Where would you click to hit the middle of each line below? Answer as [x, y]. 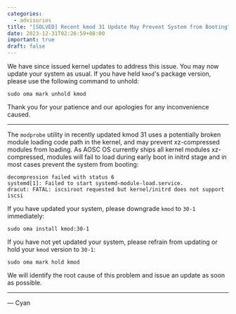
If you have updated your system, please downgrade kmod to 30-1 [101, 209]
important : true [31, 40]
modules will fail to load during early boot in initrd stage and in [137, 157]
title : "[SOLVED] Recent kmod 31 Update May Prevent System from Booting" [119, 27]
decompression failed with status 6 [61, 177]
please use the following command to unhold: [73, 81]
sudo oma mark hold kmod [44, 262]
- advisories [33, 20]
